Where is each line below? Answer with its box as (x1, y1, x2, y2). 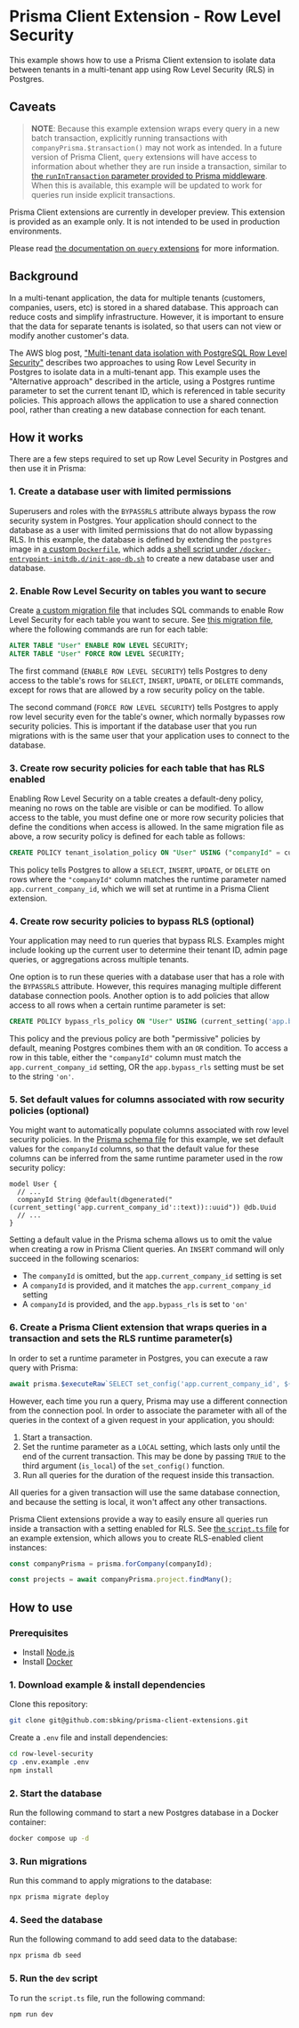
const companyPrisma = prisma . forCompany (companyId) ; (9, 1559, 214, 1568)
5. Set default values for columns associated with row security (9, 1093, 285, 1106)
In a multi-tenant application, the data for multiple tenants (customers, (9, 292, 265, 303)
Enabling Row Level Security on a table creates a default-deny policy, (9, 793, 264, 804)
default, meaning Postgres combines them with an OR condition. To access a (9, 1043, 288, 1053)
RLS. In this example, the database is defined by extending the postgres (9, 534, 272, 544)
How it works (9, 429, 84, 445)
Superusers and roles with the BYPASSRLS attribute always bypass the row (9, 505, 277, 516)
